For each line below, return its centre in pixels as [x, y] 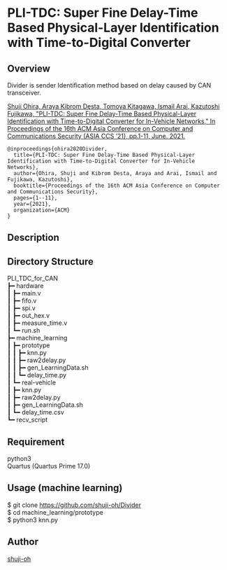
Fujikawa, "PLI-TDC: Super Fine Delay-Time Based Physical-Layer [102, 114]
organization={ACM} [42, 210]
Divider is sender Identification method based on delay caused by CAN [109, 85]
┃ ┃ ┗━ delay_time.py [37, 375]
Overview [29, 68]
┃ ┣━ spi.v [22, 308]
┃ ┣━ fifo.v [22, 301]
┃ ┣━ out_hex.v [29, 316]
